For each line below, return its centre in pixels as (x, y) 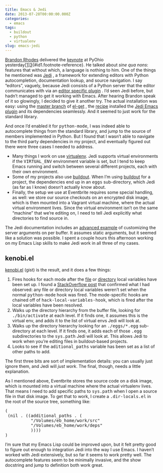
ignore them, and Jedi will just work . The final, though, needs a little (73, 366)
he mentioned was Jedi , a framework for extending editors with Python (77, 75)
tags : (10, 28)
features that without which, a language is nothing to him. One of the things (81, 70)
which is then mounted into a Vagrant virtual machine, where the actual (83, 202)
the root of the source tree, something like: (48, 401)
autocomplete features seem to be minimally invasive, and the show (73, 460)
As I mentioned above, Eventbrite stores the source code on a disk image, (79, 381)
